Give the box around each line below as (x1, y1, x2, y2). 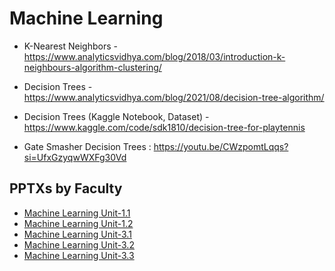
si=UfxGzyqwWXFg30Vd (23, 151, 127, 163)
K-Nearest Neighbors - (23, 40, 118, 52)
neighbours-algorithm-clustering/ (23, 61, 162, 73)
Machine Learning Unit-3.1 (23, 228, 132, 240)
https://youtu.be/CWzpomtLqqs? (153, 140, 289, 152)
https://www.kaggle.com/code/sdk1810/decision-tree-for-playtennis (23, 121, 306, 133)
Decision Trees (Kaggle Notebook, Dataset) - (23, 110, 210, 122)
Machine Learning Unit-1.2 (23, 217, 134, 229)
